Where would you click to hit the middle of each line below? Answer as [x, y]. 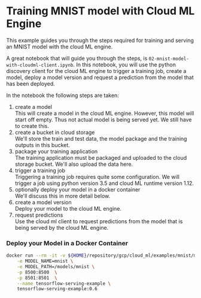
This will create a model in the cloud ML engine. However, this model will [104, 113]
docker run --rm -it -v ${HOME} [46, 256]
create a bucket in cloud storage [55, 132]
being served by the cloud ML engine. [62, 227]
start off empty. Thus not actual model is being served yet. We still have [103, 119]
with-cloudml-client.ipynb [40, 65]
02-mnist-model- [169, 59]
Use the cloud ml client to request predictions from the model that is [99, 221]
